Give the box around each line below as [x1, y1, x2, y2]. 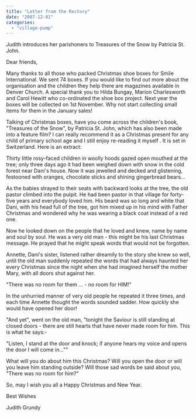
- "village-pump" [11, 25, 54, 31]
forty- [170, 191, 184, 198]
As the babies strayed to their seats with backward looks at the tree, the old [6, 185, 188, 192]
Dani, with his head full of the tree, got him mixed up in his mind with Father [6, 203, 188, 211]
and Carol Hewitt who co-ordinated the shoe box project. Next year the [6, 95, 177, 102]
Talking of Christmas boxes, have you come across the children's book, [6, 118, 178, 126]
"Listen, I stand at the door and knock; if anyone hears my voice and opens [6, 340, 187, 347]
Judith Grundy [6, 404, 41, 411]
